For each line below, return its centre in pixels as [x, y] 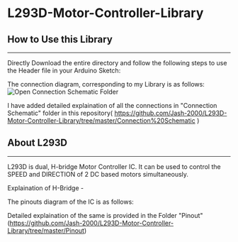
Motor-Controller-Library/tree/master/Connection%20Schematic [102, 121]
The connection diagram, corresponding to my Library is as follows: [106, 84]
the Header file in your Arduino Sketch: [64, 70]
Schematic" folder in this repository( [60, 113]
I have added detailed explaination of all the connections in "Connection [112, 105]
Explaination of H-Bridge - [45, 188]
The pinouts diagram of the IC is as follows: [71, 202]
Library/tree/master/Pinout [46, 230]
